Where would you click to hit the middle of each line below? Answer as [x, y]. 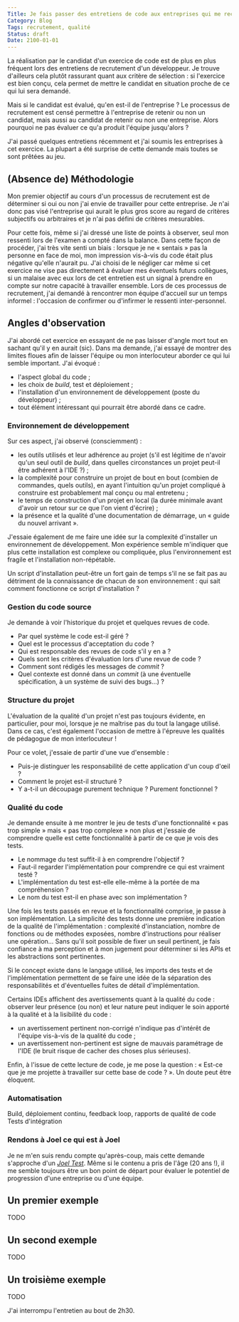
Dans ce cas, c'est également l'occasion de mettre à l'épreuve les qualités [116, 730]
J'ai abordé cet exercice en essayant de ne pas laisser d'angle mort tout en [118, 340]
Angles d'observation [57, 323]
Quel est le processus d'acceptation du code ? [86, 644]
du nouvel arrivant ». [48, 523]
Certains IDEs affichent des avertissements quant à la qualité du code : [111, 999]
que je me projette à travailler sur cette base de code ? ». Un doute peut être [119, 1072]
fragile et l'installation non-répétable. [62, 559]
